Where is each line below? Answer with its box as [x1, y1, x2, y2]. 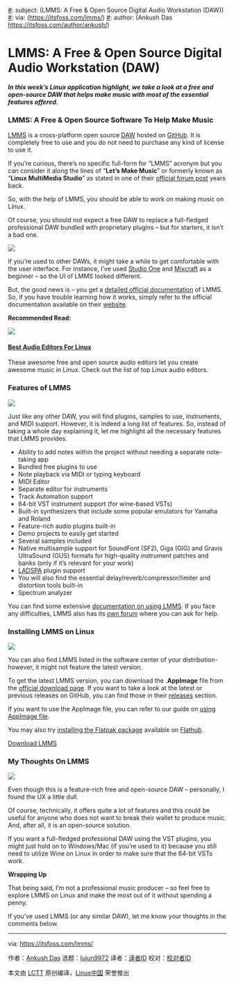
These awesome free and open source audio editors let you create [8, 358, 199, 366]
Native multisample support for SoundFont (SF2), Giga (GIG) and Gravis [17, 543, 223, 552]
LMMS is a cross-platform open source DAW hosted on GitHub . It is [8, 131, 201, 139]
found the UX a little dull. [8, 793, 78, 801]
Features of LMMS [8, 383, 72, 393]
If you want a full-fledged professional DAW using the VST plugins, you [8, 835, 211, 843]
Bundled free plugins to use [17, 463, 98, 471]
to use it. [8, 146, 33, 154]
